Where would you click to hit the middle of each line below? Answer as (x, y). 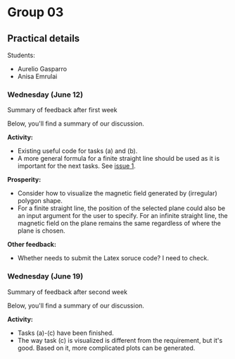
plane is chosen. (41, 231)
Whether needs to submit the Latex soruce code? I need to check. (113, 258)
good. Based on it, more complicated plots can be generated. (106, 348)
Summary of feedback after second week (68, 292)
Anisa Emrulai (37, 76)
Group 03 (36, 12)
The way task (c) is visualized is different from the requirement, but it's (120, 340)
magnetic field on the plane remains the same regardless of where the (119, 224)
